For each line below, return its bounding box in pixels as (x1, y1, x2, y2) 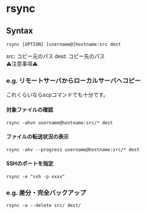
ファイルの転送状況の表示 (6, 133, 69, 140)
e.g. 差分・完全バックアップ (6, 188, 86, 197)
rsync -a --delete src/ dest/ (6, 203, 82, 209)
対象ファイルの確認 (6, 106, 54, 113)
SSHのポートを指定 (6, 160, 54, 167)
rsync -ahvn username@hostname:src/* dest (6, 120, 113, 126)
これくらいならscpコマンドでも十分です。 (6, 91, 109, 99)
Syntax (6, 26, 33, 36)
